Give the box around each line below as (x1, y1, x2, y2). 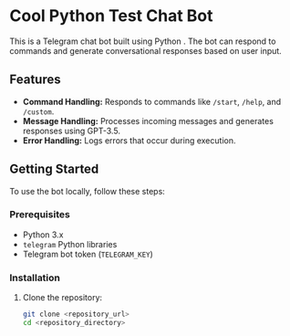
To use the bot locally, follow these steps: (9, 185, 166, 196)
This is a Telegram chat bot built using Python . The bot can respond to (9, 36, 276, 47)
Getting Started (9, 162, 99, 177)
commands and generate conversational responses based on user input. (9, 45, 283, 56)
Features (9, 72, 61, 88)
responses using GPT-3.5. (22, 125, 121, 136)
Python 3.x (22, 229, 64, 240)
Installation (9, 271, 61, 284)
